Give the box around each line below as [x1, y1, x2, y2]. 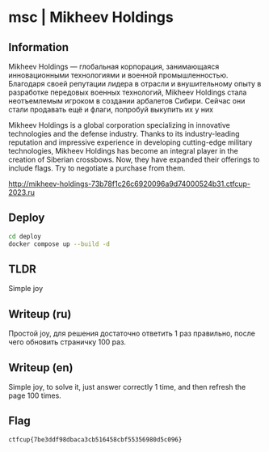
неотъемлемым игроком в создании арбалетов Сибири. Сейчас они [8, 96, 246, 105]
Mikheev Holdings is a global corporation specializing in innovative [8, 120, 230, 129]
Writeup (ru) [8, 307, 72, 321]
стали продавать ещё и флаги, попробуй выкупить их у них [8, 105, 214, 114]
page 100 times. [8, 391, 62, 400]
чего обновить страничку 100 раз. [8, 337, 127, 347]
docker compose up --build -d [8, 239, 111, 248]
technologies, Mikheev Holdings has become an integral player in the [8, 146, 238, 155]
